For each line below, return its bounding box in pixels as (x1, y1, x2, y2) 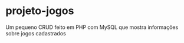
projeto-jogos (5, 4, 74, 18)
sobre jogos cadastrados (5, 29, 66, 37)
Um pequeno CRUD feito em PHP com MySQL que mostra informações (5, 24, 179, 31)
